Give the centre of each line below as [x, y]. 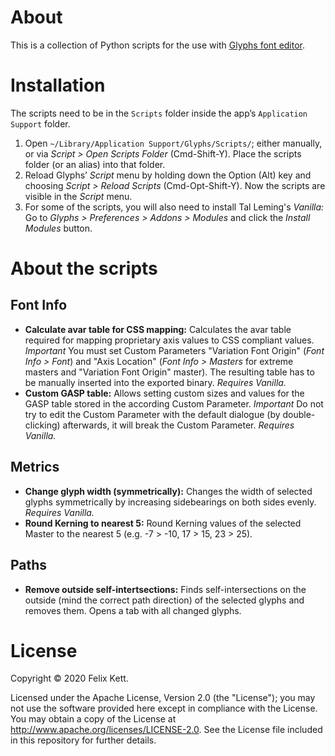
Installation [58, 85]
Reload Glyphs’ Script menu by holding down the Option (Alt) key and [168, 175]
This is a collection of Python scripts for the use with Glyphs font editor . [158, 45]
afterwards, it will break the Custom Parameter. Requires [178, 425]
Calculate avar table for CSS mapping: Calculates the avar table [158, 329]
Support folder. [40, 123]
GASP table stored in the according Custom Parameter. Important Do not [174, 403]
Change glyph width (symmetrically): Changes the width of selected [168, 491]
